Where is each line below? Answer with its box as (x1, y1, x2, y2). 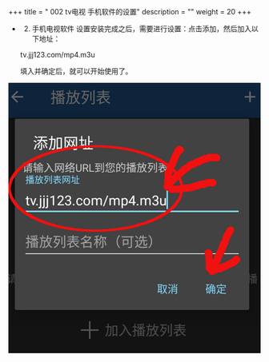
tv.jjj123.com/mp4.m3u (19, 50, 96, 59)
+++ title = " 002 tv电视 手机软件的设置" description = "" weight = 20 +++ (8, 7, 252, 16)
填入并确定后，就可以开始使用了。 (19, 66, 133, 76)
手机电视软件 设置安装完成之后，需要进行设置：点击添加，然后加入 (31, 24, 252, 34)
